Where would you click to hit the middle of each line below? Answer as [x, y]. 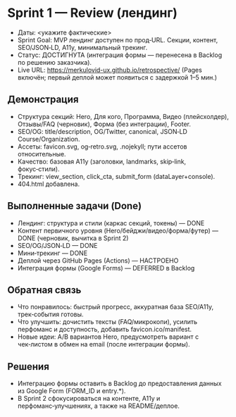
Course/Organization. [49, 139]
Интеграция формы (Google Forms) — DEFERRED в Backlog [106, 268]
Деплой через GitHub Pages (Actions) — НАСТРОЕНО [98, 260]
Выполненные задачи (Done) [75, 206]
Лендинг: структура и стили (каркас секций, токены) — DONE [111, 223]
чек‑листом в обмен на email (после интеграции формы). [104, 344]
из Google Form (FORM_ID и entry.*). [72, 391]
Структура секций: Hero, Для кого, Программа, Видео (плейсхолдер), [123, 116]
